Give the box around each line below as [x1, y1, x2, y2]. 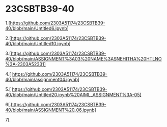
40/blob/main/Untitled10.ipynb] [5, 40, 71, 46]
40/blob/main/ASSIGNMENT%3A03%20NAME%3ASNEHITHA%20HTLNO [5, 55, 162, 61]
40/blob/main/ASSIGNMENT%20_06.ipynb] [5, 107, 97, 113]
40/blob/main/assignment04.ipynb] [5, 76, 80, 82]
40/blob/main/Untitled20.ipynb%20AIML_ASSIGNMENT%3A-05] [5, 91, 142, 98]
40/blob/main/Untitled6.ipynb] [5, 25, 69, 31]
